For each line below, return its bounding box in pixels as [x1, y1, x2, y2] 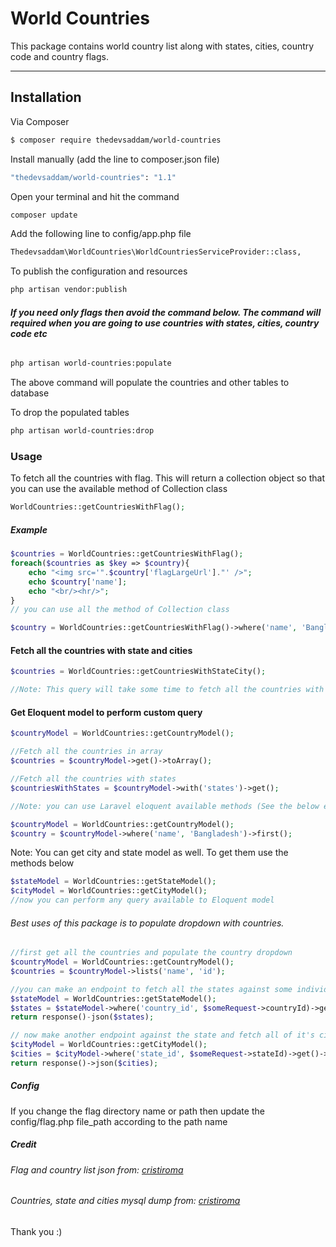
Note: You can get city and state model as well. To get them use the [10, 847, 289, 859]
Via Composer [10, 115, 70, 127]
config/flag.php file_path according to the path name [10, 1115, 228, 1127]
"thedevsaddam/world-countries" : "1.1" [10, 172, 177, 182]
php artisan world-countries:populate [10, 358, 172, 369]
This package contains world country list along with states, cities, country [10, 40, 315, 52]
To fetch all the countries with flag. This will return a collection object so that [10, 472, 325, 484]
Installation [10, 89, 82, 106]
